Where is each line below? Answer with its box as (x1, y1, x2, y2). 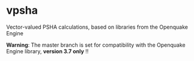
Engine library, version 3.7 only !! (6, 47, 89, 54)
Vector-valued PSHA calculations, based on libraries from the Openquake (6, 23, 188, 30)
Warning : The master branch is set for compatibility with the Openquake (6, 41, 186, 48)
